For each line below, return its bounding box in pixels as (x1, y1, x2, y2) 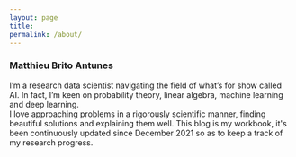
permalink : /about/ (9, 30, 83, 39)
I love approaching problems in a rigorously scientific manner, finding (9, 109, 266, 119)
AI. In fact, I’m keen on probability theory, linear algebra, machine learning (9, 89, 283, 100)
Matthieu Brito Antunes (9, 59, 114, 72)
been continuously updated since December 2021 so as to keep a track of (9, 127, 283, 138)
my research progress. (9, 136, 94, 148)
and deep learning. (9, 99, 79, 109)
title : (9, 22, 34, 31)
